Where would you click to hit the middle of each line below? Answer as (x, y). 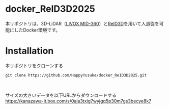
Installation (30, 51)
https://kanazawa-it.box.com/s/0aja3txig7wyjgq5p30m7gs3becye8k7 (78, 101)
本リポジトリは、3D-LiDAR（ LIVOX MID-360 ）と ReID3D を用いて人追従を (82, 23)
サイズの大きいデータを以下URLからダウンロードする (61, 95)
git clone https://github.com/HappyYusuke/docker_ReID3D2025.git (76, 75)
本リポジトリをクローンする (34, 65)
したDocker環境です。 (37, 30)
